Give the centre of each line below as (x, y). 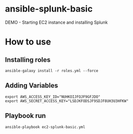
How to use (28, 42)
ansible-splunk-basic (49, 9)
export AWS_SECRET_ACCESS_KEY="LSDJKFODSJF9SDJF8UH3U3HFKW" (67, 101)
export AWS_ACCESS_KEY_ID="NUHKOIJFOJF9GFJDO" (53, 97)
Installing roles (28, 60)
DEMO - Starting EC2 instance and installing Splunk (56, 22)
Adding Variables (32, 86)
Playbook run (25, 116)
